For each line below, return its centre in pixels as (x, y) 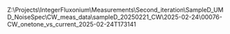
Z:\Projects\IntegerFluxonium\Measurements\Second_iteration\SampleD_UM (115, 10)
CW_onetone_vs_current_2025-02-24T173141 (72, 24)
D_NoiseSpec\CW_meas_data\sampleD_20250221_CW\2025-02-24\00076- (115, 17)
